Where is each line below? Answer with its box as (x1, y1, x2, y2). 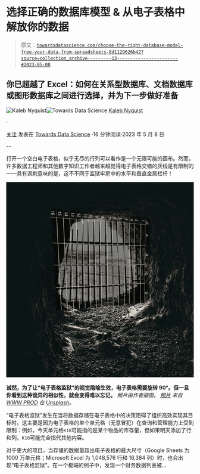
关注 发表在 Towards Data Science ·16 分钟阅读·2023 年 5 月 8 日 (6, 131, 165, 138)
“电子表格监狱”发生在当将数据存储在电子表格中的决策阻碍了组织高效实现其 (6, 412, 189, 419)
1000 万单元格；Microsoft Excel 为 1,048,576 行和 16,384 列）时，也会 (6, 454, 179, 461)
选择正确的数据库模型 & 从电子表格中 (6, 5, 186, 19)
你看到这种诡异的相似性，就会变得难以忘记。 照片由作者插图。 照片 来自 (6, 392, 183, 399)
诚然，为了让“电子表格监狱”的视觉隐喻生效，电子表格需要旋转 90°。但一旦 (6, 384, 189, 391)
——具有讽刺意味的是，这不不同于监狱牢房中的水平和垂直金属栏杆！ (6, 169, 173, 176)
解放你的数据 (6, 20, 70, 34)
